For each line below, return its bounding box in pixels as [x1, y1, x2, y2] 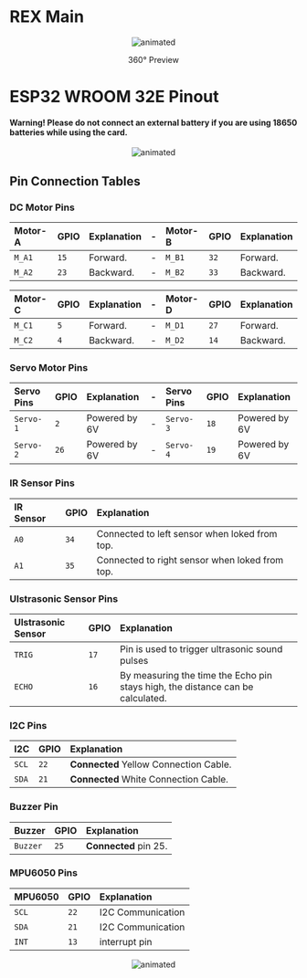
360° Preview [127, 54, 180, 65]
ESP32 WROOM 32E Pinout [9, 87, 219, 107]
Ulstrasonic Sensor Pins [9, 592, 119, 605]
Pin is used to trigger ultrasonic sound [120, 642, 283, 655]
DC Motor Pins [9, 201, 75, 214]
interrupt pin [99, 935, 153, 948]
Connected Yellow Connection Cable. [69, 758, 232, 771]
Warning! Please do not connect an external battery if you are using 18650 [9, 117, 298, 128]
